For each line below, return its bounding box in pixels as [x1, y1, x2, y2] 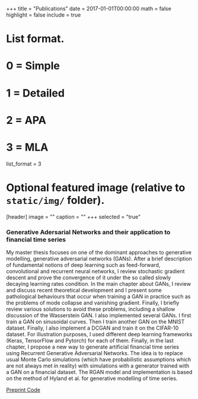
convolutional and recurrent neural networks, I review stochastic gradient [6, 267, 185, 274]
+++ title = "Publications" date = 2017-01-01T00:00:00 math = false [6, 5, 172, 12]
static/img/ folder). [6, 193, 105, 207]
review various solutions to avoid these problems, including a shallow [6, 305, 175, 312]
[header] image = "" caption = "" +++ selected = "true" [6, 213, 141, 220]
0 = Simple [6, 59, 60, 73]
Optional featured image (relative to [6, 181, 186, 194]
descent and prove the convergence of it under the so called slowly [6, 274, 171, 281]
